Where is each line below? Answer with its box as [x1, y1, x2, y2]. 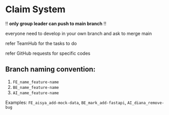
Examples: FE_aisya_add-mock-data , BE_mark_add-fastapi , [5, 99, 126, 105]
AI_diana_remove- [127, 100, 164, 105]
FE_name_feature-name [12, 79, 59, 85]
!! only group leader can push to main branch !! [5, 20, 107, 27]
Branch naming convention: [5, 65, 96, 74]
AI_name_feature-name [12, 90, 59, 96]
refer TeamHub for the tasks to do [5, 40, 77, 47]
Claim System [5, 4, 66, 15]
